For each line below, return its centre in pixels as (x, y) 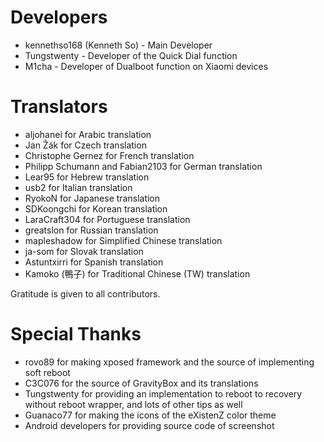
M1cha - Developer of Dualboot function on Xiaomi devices (146, 66)
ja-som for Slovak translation (84, 251)
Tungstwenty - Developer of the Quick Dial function (131, 55)
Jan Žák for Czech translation (85, 145)
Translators (59, 107)
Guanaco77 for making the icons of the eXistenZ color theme (150, 415)
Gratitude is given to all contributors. (85, 293)
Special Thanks (76, 334)
